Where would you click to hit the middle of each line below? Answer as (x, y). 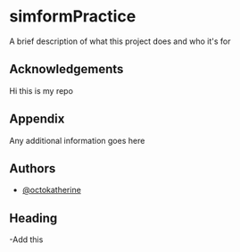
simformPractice (73, 17)
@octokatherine (52, 190)
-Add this (26, 239)
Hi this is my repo (41, 90)
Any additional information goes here (77, 140)
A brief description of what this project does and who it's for (120, 41)
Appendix (37, 119)
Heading (33, 218)
